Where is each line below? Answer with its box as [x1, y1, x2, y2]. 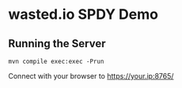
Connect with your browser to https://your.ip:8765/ [8, 71, 174, 80]
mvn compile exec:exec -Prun [8, 57, 104, 65]
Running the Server [8, 37, 106, 50]
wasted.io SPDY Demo [8, 5, 158, 24]
